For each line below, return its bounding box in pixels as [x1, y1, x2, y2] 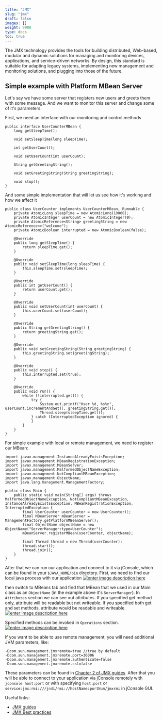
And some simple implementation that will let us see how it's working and [5, 192, 152, 198]
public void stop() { [14, 368, 57, 372]
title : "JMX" [5, 7, 32, 12]
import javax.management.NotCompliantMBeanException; [5, 471, 116, 476]
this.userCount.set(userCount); [22, 308, 88, 313]
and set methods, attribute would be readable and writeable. [5, 605, 126, 611]
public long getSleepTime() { [14, 240, 75, 245]
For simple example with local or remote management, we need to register [5, 440, 154, 446]
